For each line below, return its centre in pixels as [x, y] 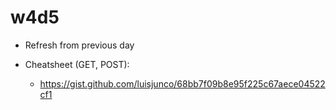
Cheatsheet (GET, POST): [77, 64]
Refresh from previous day [79, 45]
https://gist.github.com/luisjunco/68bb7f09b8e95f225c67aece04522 [182, 83]
